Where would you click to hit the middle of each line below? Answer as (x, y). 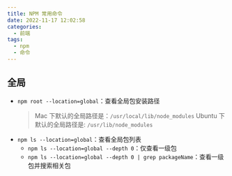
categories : (24, 27)
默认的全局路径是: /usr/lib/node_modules (94, 124)
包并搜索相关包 (49, 166)
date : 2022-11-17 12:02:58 (46, 20)
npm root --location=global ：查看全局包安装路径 (88, 101)
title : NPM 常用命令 (35, 14)
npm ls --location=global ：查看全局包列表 (79, 139)
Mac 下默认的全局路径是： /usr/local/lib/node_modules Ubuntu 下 (130, 115)
